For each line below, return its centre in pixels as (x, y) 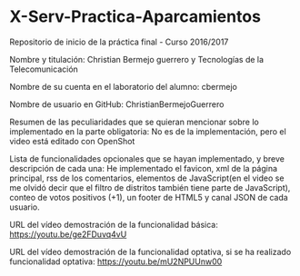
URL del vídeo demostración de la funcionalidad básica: (114, 224)
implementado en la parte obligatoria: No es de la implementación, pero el (148, 131)
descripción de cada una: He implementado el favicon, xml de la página (144, 168)
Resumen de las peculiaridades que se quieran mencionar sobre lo (134, 122)
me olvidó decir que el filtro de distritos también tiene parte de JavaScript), (150, 187)
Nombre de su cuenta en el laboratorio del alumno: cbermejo (124, 86)
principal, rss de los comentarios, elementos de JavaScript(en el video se (147, 178)
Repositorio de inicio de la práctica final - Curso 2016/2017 (119, 42)
